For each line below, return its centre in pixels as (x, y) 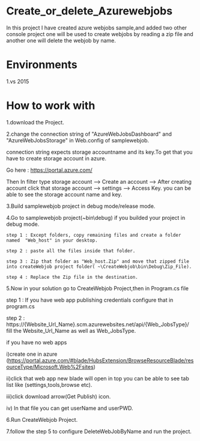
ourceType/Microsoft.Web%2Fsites (50, 366)
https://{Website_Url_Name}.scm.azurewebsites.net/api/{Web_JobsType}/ (98, 324)
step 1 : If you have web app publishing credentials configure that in (90, 300)
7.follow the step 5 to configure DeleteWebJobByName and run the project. (99, 431)
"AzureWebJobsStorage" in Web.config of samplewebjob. (78, 140)
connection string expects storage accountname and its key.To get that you (100, 152)
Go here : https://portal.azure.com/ (50, 170)
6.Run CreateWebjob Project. (42, 419)
